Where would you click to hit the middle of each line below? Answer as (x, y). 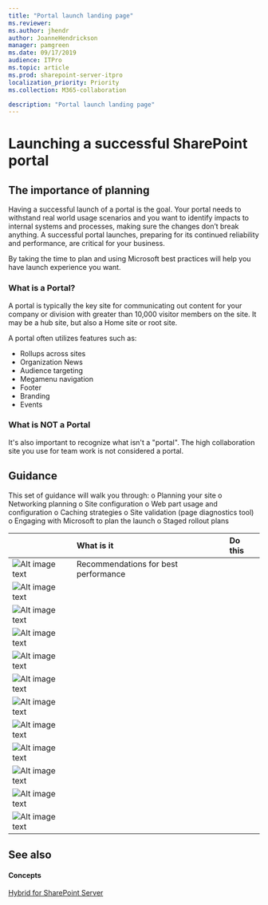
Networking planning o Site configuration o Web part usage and (113, 503)
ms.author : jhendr (39, 30)
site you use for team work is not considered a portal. (96, 451)
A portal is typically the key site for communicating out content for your (125, 305)
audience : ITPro (35, 61)
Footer (31, 387)
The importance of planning (79, 190)
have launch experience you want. (65, 268)
